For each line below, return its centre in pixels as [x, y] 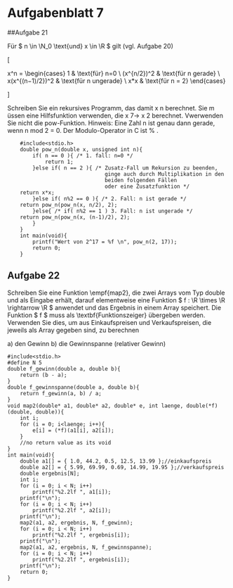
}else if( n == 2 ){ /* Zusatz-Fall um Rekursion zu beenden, [125, 168]
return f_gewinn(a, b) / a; [61, 393]
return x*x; [37, 192]
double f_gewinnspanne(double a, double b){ [73, 387]
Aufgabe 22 [34, 276]
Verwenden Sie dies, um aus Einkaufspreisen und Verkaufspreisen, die [109, 322]
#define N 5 [25, 363]
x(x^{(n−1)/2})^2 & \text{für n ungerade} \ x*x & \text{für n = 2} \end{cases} [116, 81]
